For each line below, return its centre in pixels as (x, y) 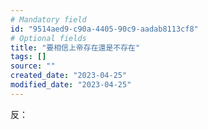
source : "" (33, 66)
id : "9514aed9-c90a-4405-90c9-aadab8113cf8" (104, 29)
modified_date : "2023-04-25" (71, 85)
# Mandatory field (48, 19)
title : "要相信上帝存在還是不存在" (75, 47)
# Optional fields (48, 38)
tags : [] (28, 57)
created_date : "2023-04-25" (69, 76)
